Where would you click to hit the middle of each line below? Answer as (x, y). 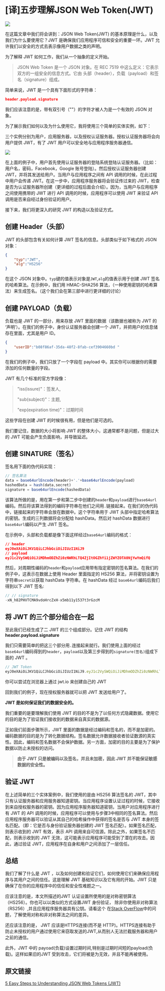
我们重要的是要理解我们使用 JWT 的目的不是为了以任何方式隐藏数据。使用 (80, 713)
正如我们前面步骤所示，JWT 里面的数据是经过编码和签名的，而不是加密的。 (82, 729)
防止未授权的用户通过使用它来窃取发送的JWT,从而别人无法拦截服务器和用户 (82, 931)
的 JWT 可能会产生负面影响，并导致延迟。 (48, 437)
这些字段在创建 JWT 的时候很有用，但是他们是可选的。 (61, 420)
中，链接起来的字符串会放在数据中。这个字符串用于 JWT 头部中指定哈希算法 (82, 512)
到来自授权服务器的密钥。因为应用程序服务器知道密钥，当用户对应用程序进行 (82, 807)
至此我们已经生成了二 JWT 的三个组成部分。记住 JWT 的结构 (67, 629)
